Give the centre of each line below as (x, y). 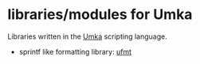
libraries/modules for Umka (100, 15)
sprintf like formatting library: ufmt (75, 51)
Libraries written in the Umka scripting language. (88, 36)
